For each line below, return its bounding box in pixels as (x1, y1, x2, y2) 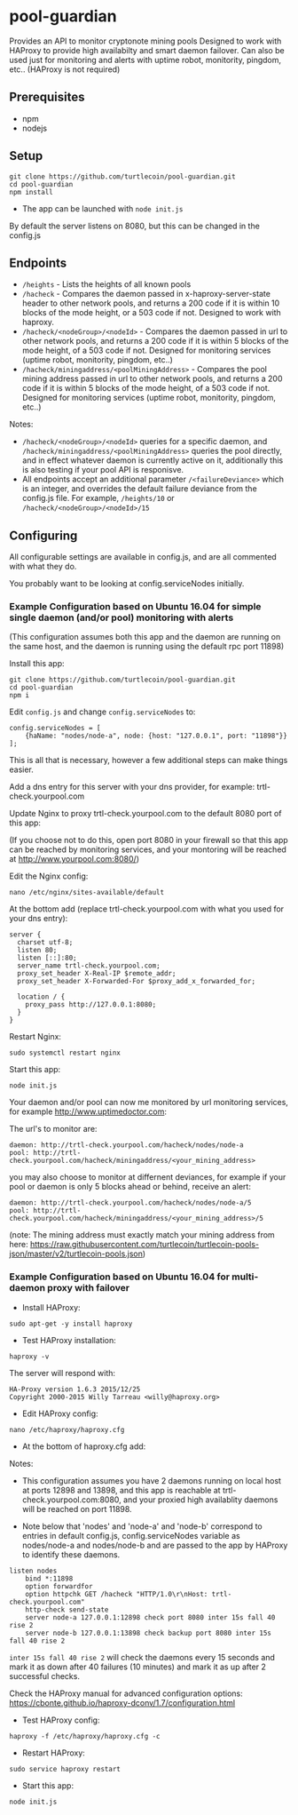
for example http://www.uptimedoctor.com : (9, 1106, 167, 1117)
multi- (231, 1270, 259, 1283)
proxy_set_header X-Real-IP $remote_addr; (17, 969, 176, 978)
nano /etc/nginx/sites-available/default (9, 888, 165, 897)
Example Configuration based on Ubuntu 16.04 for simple (9, 601, 262, 613)
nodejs (21, 123, 47, 133)
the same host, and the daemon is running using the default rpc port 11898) (9, 641, 285, 652)
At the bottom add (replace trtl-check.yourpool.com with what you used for (9, 904, 285, 914)
